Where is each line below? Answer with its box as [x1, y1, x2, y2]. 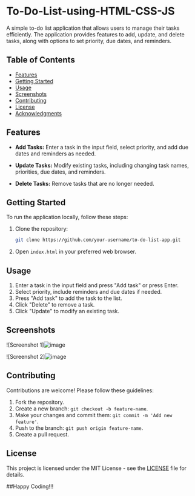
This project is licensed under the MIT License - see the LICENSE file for [6, 464, 187, 472]
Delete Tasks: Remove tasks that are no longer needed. [15, 180, 154, 187]
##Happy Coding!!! [6, 483, 54, 490]
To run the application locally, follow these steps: [6, 214, 128, 221]
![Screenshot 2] [6, 353, 45, 360]
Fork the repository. [15, 398, 65, 406]
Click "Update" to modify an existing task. [15, 308, 120, 315]
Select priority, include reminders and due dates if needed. [15, 288, 162, 296]
